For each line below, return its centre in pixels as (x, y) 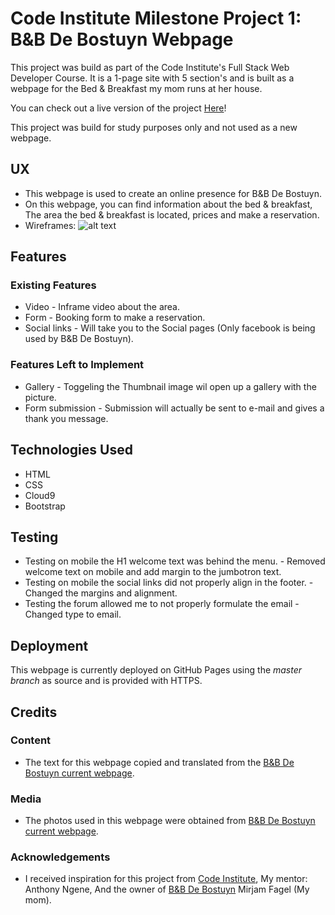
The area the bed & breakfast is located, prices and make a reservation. (172, 214)
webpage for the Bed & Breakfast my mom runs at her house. (136, 88)
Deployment (49, 645)
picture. (40, 397)
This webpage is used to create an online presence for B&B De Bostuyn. (173, 193)
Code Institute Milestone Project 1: (156, 18)
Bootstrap (45, 506)
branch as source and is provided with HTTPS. (106, 681)
